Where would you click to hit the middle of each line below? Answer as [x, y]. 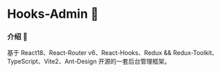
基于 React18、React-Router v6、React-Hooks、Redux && [89, 53]
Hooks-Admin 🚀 [53, 14]
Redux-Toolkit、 [195, 53]
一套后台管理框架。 [143, 62]
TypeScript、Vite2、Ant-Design [52, 62]
